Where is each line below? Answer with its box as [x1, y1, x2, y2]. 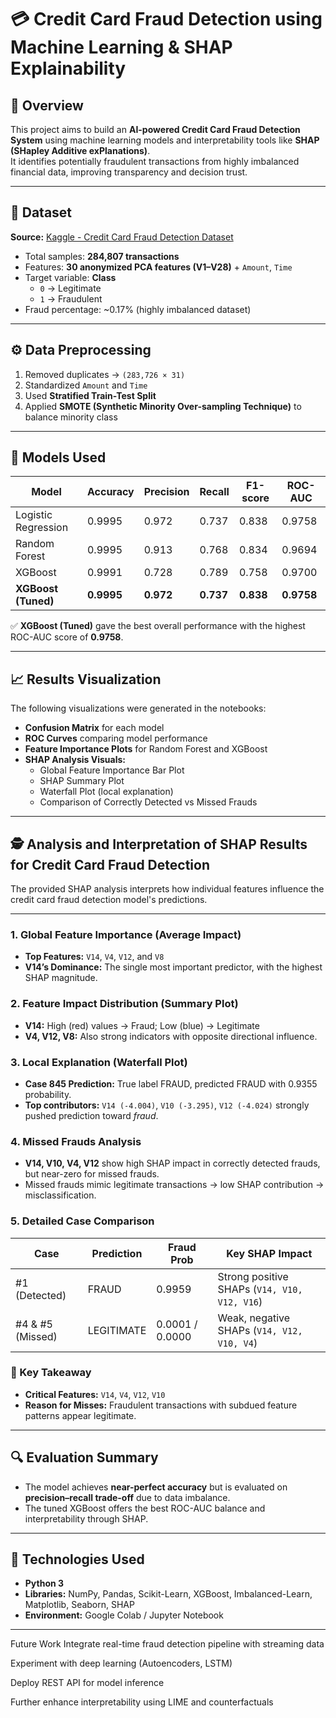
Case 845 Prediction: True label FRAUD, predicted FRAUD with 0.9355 [24, 1077, 318, 1090]
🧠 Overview [10, 97, 84, 114]
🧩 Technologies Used [10, 1551, 145, 1568]
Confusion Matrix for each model [24, 722, 165, 734]
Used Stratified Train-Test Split [24, 389, 157, 401]
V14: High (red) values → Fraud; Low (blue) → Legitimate [24, 1019, 260, 1031]
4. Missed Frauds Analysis [10, 1134, 142, 1148]
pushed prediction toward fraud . [24, 1109, 159, 1121]
